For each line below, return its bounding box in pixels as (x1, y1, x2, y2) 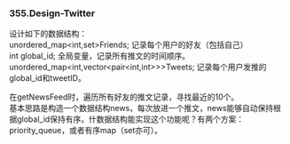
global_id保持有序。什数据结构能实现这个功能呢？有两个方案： (16, 114, 245, 124)
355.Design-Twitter (9, 7, 96, 20)
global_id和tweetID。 (9, 73, 86, 84)
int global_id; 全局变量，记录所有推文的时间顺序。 (9, 51, 191, 61)
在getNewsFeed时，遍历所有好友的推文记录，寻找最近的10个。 (9, 92, 239, 102)
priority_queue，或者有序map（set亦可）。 (9, 125, 162, 136)
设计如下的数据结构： (9, 28, 87, 39)
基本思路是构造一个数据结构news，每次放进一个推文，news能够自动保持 (9, 103, 274, 114)
